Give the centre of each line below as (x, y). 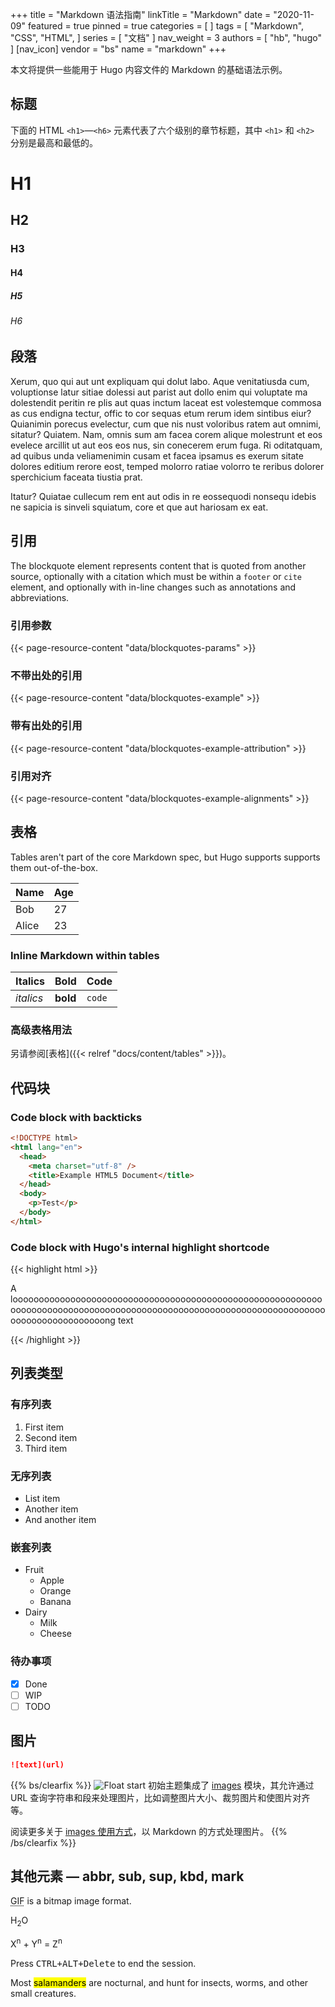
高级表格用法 (41, 1030)
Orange (55, 1591)
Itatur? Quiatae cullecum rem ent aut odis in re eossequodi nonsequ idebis (163, 496)
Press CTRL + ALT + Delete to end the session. (103, 1963)
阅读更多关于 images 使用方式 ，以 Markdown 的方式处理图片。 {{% (149, 1831)
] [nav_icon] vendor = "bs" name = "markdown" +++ (118, 49)
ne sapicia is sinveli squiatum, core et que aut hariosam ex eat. (139, 507)
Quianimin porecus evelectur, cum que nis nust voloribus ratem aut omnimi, (166, 424)
